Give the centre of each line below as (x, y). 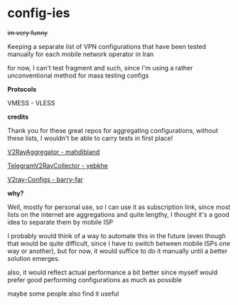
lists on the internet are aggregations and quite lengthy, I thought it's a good (118, 214)
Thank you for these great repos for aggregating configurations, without (113, 130)
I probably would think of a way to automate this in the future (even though (117, 235)
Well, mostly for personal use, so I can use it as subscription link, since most (119, 207)
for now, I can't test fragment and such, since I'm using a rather (100, 68)
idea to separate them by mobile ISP (60, 222)
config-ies (39, 13)
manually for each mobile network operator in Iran (81, 54)
